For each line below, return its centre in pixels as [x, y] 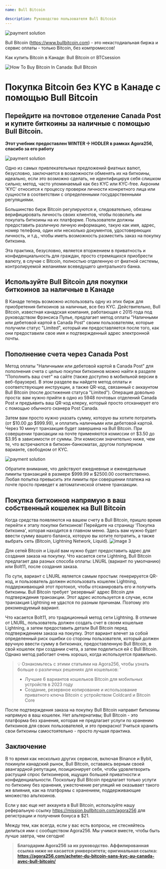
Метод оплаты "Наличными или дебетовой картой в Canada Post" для [79, 366]
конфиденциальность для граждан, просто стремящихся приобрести [79, 256]
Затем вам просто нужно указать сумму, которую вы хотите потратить [81, 418]
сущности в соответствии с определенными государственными [73, 194]
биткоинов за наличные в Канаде [60, 289]
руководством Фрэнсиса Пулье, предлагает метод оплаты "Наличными [82, 317]
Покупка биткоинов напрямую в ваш [65, 500]
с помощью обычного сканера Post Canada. [52, 408]
